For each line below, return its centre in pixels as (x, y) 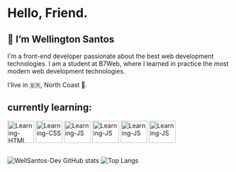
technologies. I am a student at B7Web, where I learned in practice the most (118, 64)
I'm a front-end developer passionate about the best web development (111, 56)
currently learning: (50, 108)
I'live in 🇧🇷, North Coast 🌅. (47, 85)
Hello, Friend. (48, 13)
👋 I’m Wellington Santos (61, 39)
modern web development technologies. (66, 71)
